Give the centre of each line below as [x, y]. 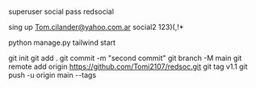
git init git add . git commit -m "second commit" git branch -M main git [125, 58]
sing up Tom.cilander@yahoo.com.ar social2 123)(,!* [96, 27]
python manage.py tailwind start [62, 42]
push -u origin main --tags [52, 75]
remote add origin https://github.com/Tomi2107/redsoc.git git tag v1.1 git [128, 66]
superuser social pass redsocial [61, 12]
